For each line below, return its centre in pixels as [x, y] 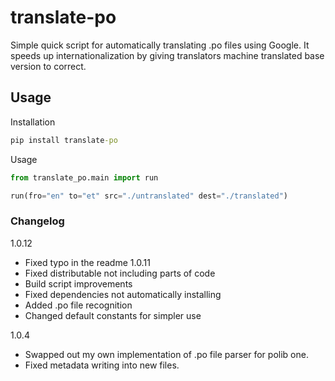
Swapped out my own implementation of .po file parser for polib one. [166, 354]
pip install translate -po [64, 140]
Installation [33, 122]
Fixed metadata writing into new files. [102, 365]
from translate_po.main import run [84, 177]
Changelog [37, 221]
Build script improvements [78, 283]
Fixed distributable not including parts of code [120, 273]
